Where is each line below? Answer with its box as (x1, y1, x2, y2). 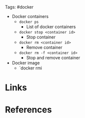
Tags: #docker (5, 4, 34, 10)
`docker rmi (19, 65, 42, 71)
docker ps (19, 19, 39, 24)
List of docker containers (26, 24, 76, 30)
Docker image (12, 60, 40, 66)
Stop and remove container (26, 55, 80, 60)
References (5, 104, 52, 116)
